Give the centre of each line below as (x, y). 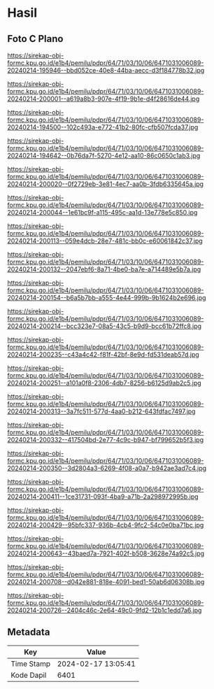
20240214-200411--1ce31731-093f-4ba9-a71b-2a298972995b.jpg (103, 497)
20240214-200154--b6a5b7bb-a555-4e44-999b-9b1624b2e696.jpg (107, 298)
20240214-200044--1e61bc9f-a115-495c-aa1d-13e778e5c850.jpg (102, 212)
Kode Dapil (29, 675)
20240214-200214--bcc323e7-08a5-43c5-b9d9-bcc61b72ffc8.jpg (104, 326)
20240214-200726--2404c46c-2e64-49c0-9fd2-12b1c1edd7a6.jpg (105, 610)
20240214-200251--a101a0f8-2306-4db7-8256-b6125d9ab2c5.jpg (104, 383)
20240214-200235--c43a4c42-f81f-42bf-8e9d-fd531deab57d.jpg (103, 354)
